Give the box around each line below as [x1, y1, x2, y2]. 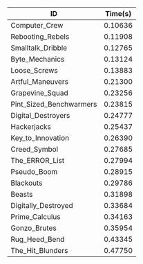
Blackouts [10, 178, 43, 188]
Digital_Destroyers [10, 111, 70, 120]
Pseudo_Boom [10, 167, 58, 176]
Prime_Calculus [10, 212, 61, 221]
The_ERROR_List [10, 156, 65, 165]
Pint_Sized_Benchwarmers [10, 100, 97, 109]
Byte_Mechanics [10, 55, 65, 64]
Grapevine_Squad [10, 88, 69, 98]
